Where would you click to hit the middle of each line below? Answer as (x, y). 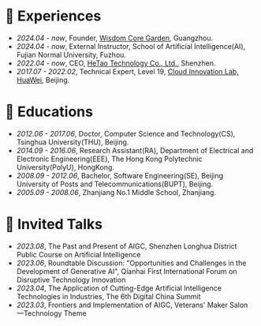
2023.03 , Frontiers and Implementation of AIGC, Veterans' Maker (122, 305)
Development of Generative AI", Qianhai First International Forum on (127, 271)
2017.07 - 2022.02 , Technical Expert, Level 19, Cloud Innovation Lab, (127, 71)
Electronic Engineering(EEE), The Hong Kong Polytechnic (110, 159)
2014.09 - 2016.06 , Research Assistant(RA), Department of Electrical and (135, 150)
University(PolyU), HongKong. (65, 167)
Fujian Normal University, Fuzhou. (71, 54)
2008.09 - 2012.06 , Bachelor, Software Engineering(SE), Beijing (120, 175)
